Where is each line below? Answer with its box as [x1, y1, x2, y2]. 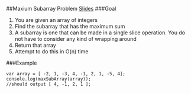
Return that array [14, 41, 56, 49]
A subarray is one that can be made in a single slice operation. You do [14, 29, 185, 36]
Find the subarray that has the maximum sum [14, 23, 125, 30]
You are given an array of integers [14, 17, 98, 23]
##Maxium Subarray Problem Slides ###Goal [6, 5, 116, 12]
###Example [6, 59, 37, 66]
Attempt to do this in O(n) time [14, 48, 89, 55]
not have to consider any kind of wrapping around [14, 36, 137, 42]
